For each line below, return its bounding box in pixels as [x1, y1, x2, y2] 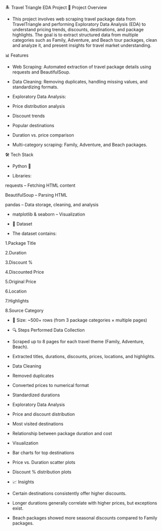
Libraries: [12, 173, 32, 178]
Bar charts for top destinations [12, 450, 75, 455]
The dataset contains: [12, 230, 57, 236]
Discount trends [12, 113, 45, 119]
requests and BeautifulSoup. [12, 69, 71, 75]
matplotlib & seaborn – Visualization [12, 211, 85, 217]
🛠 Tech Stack [5, 152, 34, 157]
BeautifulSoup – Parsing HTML [5, 192, 68, 198]
